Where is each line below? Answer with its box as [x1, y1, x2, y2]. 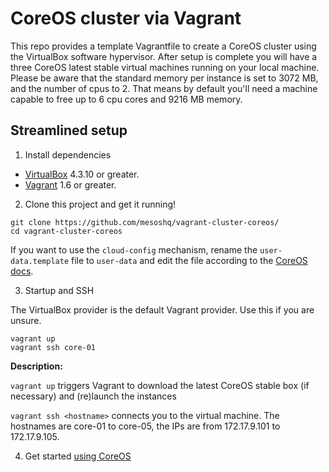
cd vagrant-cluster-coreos [10, 226, 123, 236]
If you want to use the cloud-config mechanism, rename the [10, 243, 258, 256]
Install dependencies [24, 148, 112, 161]
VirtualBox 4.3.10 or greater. [24, 168, 140, 180]
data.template [10, 256, 70, 266]
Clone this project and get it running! [24, 198, 177, 210]
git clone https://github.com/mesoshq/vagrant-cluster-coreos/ [10, 217, 280, 227]
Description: [10, 360, 63, 372]
